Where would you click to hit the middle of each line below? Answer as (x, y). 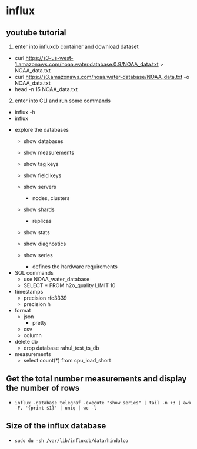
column (33, 335)
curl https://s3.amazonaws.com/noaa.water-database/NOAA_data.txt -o (102, 77)
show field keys (42, 175)
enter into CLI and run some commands (62, 101)
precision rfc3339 (45, 298)
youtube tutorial (36, 33)
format (23, 310)
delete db (26, 342)
